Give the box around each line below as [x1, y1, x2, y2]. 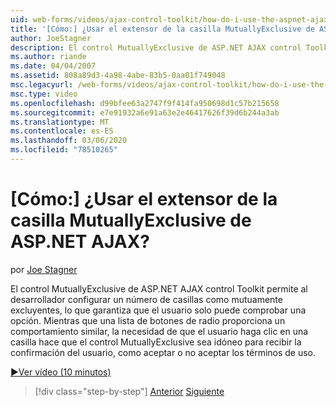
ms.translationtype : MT [10, 117, 110, 127]
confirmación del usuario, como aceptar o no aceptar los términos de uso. [10, 346, 317, 358]
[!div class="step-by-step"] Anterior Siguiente [34, 385, 225, 397]
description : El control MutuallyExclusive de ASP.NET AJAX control [10, 42, 302, 53]
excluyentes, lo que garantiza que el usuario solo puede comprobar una [10, 304, 307, 316]
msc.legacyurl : [10, 80, 74, 90]
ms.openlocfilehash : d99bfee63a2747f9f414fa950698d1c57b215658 [10, 98, 280, 108]
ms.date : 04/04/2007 [10, 61, 97, 71]
